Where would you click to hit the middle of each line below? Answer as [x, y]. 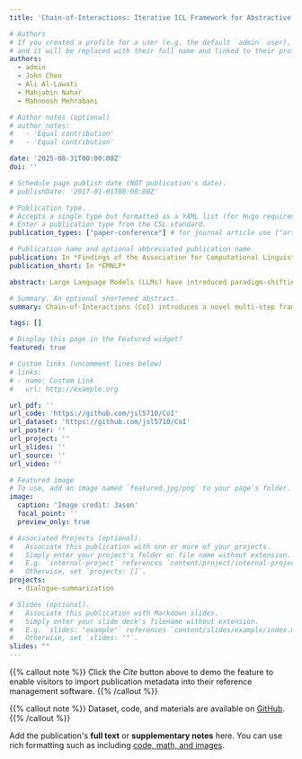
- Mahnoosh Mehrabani [58, 101]
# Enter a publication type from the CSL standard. [108, 225]
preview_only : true [54, 522]
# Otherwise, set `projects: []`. [78, 572]
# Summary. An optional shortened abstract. [94, 298]
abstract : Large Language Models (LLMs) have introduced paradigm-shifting [154, 282]
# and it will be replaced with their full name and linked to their [142, 50]
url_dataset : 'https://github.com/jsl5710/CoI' [100, 422]
